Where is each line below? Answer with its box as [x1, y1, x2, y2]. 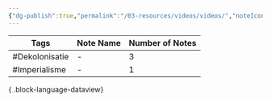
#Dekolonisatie [12, 51, 69, 62]
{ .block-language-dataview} [8, 84, 104, 94]
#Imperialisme [12, 63, 67, 75]
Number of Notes [128, 37, 197, 48]
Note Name [76, 37, 121, 48]
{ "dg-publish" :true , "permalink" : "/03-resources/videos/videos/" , [8, 11, 232, 20]
